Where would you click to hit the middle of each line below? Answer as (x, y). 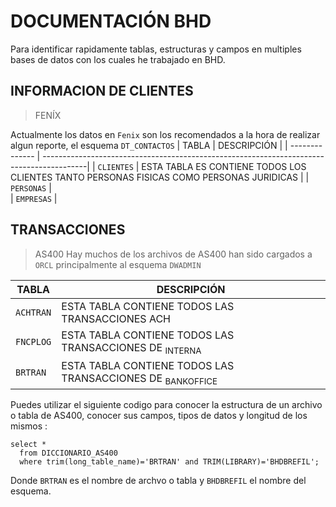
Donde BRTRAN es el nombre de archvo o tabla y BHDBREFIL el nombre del (158, 480)
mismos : (29, 426)
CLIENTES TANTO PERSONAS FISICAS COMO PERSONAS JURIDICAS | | (160, 177)
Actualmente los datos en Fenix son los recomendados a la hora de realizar (165, 134)
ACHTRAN (33, 312)
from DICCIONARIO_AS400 (68, 453)
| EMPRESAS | (34, 198)
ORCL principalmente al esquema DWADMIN (118, 264)
